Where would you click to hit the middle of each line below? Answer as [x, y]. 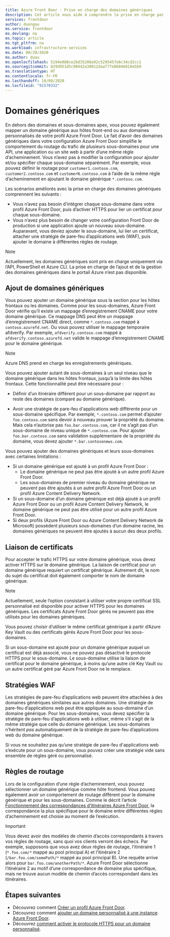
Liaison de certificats [39, 547]
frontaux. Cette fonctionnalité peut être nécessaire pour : [65, 384]
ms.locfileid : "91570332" [32, 85]
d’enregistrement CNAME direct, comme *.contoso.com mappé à [72, 322]
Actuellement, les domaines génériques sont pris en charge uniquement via [84, 261]
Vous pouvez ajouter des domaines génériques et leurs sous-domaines [80, 451]
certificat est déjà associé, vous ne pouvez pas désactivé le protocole [78, 653]
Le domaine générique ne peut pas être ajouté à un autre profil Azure [92, 472]
